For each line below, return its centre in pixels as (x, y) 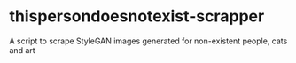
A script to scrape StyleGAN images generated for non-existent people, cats (148, 41)
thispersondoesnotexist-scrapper (137, 16)
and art (22, 50)
